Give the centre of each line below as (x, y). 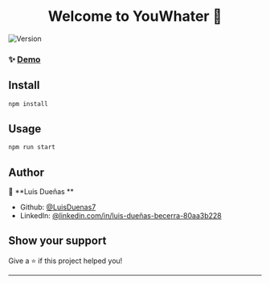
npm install (28, 103)
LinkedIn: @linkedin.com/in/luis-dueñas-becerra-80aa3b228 (121, 216)
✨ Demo (25, 59)
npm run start (32, 148)
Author (26, 172)
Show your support (57, 241)
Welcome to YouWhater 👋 (135, 16)
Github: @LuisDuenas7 (58, 207)
